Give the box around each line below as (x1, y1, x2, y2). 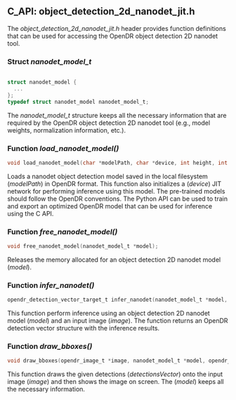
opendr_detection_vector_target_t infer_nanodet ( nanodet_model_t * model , (7, 296, 228, 304)
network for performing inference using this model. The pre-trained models (7, 187, 225, 195)
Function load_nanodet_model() (7, 143, 119, 153)
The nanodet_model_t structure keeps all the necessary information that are (7, 111, 227, 119)
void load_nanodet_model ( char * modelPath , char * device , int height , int (7, 159, 228, 166)
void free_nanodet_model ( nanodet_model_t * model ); (7, 243, 159, 250)
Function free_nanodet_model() (7, 227, 118, 236)
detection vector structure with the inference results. (7, 324, 160, 333)
